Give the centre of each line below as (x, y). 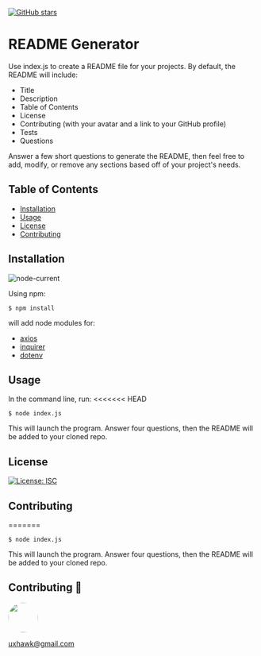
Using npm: (27, 293)
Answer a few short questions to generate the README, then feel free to (126, 156)
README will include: (43, 75)
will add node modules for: (52, 322)
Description (38, 98)
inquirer (33, 346)
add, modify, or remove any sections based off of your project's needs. (125, 164)
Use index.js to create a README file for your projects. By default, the (122, 66)
